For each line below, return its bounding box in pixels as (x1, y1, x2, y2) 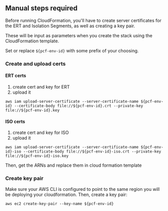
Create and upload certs (5, 60, 66, 67)
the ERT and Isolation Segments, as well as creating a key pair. (5, 23, 135, 29)
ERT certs (5, 73, 26, 79)
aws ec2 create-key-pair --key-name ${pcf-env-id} (5, 201, 114, 206)
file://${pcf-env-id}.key (5, 108, 60, 113)
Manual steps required (5, 4, 78, 13)
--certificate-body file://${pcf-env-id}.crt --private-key (14, 103, 143, 108)
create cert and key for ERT (12, 84, 70, 90)
